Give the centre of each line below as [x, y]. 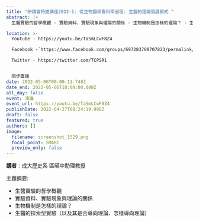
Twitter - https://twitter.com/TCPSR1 [60, 61]
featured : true [25, 120]
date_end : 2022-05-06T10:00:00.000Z [51, 87]
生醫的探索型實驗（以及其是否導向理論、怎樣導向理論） [82, 213]
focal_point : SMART [36, 142]
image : [14, 131]
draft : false [22, 115]
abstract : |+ [22, 17]
